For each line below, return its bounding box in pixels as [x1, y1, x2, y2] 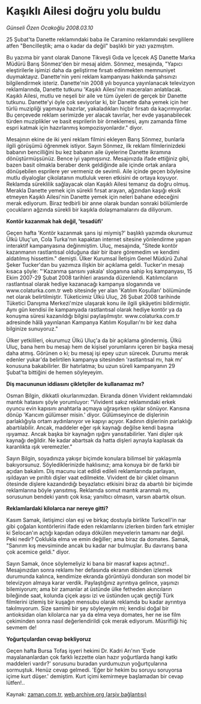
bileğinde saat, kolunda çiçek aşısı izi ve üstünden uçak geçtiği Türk [6, 592, 174, 599]
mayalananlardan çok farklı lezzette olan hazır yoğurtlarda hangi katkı [6, 653, 178, 661]
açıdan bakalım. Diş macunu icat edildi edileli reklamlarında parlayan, [6, 467, 176, 474]
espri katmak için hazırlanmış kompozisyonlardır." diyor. [6, 124, 143, 131]
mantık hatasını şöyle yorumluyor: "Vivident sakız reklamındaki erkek [6, 398, 176, 405]
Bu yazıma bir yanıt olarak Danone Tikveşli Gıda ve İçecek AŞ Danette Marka [6, 54, 196, 61]
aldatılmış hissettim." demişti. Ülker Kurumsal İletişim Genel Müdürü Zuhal [6, 254, 188, 262]
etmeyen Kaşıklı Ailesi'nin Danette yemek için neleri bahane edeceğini [6, 193, 179, 200]
